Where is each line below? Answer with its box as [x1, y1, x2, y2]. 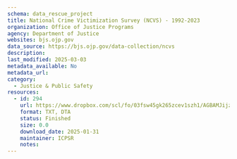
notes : [20, 141, 39, 148]
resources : [7, 89, 39, 96]
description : [7, 50, 46, 57]
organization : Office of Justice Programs [7, 23, 134, 30]
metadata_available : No [7, 63, 78, 70]
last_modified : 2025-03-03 [7, 56, 87, 63]
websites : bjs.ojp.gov [7, 37, 74, 44]
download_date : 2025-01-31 [20, 128, 99, 135]
